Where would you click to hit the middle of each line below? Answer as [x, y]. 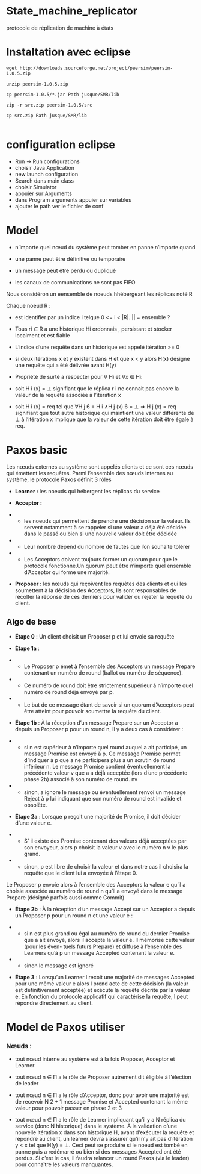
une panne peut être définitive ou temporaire [70, 259]
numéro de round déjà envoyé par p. [69, 692]
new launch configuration [46, 174]
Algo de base [31, 622]
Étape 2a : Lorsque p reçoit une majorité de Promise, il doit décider [98, 816]
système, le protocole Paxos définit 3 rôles [59, 479]
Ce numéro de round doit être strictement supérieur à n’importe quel [109, 685]
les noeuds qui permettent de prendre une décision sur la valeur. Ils [107, 521]
